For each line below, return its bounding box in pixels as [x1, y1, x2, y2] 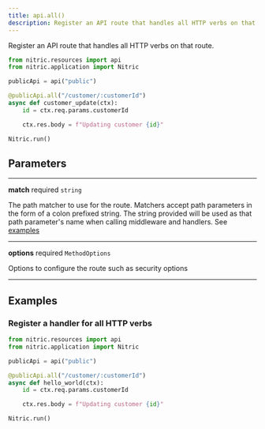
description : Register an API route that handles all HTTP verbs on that [8, 19, 256, 27]
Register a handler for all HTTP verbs [8, 318, 152, 329]
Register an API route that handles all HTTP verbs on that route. [8, 40, 215, 50]
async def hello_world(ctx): [8, 378, 104, 387]
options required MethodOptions [8, 248, 111, 258]
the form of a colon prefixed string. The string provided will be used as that [8, 209, 252, 218]
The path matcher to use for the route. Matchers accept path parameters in [8, 201, 252, 210]
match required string [8, 185, 82, 194]
